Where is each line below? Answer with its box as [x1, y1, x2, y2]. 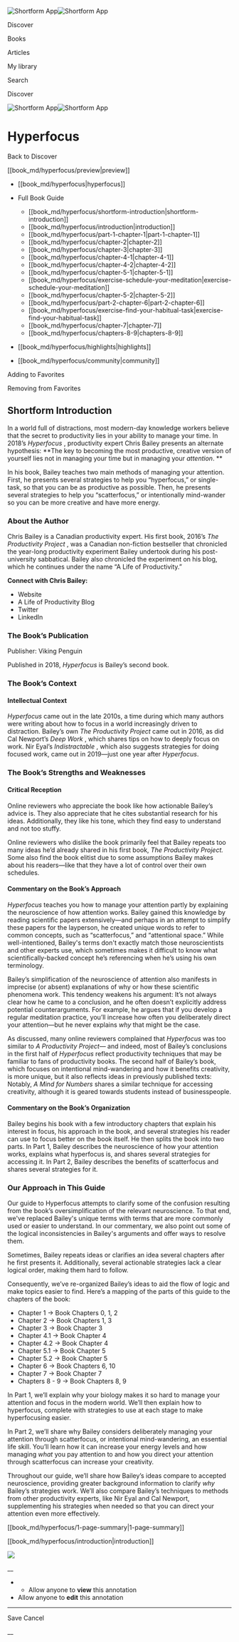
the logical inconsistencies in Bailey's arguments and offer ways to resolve [7, 1230, 226, 1238]
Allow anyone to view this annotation [28, 1586, 137, 1594]
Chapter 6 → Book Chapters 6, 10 [17, 1362, 116, 1370]
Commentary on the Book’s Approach [7, 885, 122, 893]
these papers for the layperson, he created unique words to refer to [7, 923, 205, 931]
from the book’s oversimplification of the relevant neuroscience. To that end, [7, 1207, 231, 1215]
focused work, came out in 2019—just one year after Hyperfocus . [7, 750, 199, 759]
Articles [7, 49, 31, 56]
